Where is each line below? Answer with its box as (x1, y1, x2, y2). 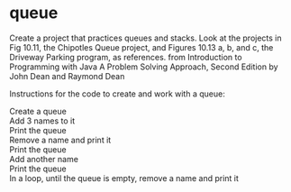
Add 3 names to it (9, 115, 75, 126)
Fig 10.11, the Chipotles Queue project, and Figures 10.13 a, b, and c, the (9, 41, 274, 52)
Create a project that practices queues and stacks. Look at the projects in (9, 32, 282, 43)
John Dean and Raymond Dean (9, 70, 125, 81)
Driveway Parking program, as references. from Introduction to (9, 51, 242, 62)
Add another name (9, 153, 79, 164)
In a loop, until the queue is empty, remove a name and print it (9, 172, 239, 183)
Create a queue (9, 105, 68, 116)
